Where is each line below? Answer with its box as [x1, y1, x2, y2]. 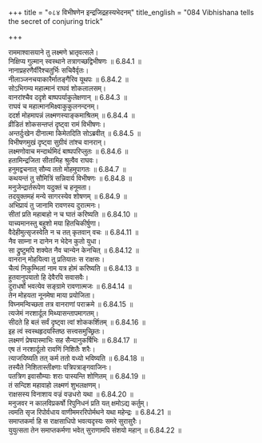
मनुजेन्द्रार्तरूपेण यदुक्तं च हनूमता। [8, 182, 92, 192]
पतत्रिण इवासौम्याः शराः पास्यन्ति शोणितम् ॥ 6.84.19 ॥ [8, 372, 145, 381]
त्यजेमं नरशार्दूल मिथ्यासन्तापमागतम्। [8, 309, 100, 317]
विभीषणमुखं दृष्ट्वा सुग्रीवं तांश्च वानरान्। [8, 138, 106, 147]
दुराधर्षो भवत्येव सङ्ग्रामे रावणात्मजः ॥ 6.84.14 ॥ [8, 281, 132, 291]
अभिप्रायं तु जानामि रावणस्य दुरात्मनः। [8, 201, 101, 210]
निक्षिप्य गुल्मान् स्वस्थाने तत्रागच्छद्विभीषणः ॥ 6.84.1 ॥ [8, 57, 141, 66]
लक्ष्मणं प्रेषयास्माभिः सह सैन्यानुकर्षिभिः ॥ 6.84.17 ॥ [8, 336, 137, 345]
